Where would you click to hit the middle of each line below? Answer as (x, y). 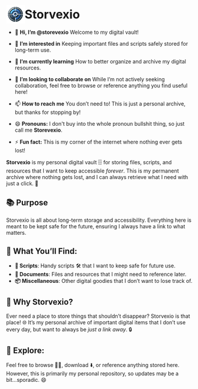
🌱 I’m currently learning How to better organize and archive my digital (100, 61)
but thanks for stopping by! (48, 112)
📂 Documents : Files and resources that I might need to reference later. (100, 275)
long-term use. (33, 50)
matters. (16, 232)
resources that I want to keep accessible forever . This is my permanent (92, 171)
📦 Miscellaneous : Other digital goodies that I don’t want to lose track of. (103, 281)
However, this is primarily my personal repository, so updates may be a (92, 373)
